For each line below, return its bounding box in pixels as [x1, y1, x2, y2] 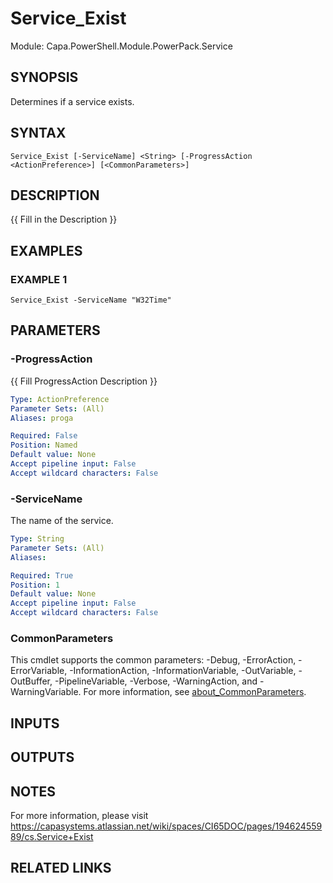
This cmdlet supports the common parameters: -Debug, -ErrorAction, [10, 654, 297, 666]
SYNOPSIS [10, 69, 79, 86]
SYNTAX [10, 125, 67, 142]
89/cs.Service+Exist [10, 830, 94, 842]
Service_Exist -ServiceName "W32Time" [10, 295, 172, 306]
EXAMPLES [10, 242, 83, 259]
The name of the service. [10, 515, 114, 527]
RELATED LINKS [10, 860, 112, 877]
